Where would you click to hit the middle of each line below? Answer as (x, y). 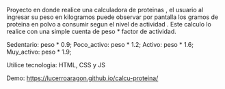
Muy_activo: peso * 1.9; (39, 52)
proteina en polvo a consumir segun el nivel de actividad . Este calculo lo (109, 24)
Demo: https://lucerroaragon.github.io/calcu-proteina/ (82, 78)
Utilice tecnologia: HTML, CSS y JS (56, 65)
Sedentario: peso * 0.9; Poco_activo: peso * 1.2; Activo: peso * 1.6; (100, 44)
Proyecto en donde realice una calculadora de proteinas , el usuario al (105, 10)
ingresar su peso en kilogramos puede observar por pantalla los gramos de (112, 17)
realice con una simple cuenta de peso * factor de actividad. (92, 31)
